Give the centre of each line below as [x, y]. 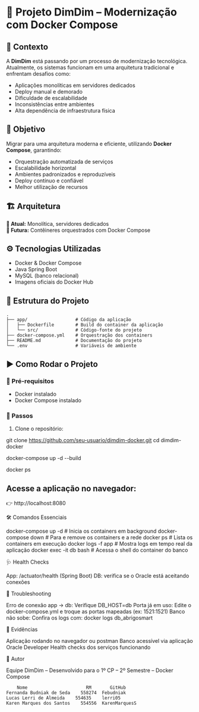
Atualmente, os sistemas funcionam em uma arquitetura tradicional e [90, 67]
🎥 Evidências [22, 629]
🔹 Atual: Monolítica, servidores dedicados [58, 223]
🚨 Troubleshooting [29, 594]
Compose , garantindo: [34, 150]
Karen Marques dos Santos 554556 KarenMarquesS [71, 703]
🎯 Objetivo [26, 130]
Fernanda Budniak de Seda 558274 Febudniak [66, 693]
